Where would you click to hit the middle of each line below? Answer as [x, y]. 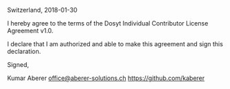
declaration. [24, 51]
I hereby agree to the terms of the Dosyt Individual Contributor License [108, 23]
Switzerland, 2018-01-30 [42, 10]
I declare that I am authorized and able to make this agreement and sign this [115, 44]
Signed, [18, 65]
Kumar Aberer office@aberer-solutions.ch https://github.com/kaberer [106, 78]
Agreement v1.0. [30, 31]
